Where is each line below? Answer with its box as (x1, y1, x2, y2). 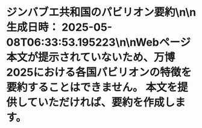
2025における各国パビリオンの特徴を (6, 66, 192, 79)
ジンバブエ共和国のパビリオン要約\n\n (6, 5, 197, 19)
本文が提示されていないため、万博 (6, 50, 175, 64)
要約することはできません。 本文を (6, 81, 178, 94)
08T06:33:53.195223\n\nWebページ (6, 35, 191, 49)
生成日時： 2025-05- (6, 20, 113, 34)
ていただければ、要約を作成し (27, 96, 175, 109)
